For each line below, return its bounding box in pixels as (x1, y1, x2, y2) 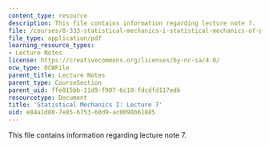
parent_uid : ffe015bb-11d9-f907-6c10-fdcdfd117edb (8, 86, 181, 94)
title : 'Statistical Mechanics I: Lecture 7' (8, 101, 163, 109)
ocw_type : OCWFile (8, 64, 70, 72)
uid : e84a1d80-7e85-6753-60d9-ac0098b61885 (8, 109, 156, 117)
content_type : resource (8, 11, 88, 20)
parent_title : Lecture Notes (8, 71, 106, 79)
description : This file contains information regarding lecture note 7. (8, 19, 256, 27)
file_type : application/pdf (8, 34, 102, 42)
